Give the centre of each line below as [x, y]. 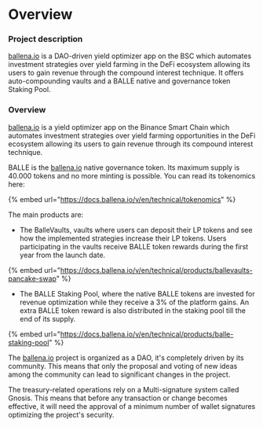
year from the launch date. [62, 255]
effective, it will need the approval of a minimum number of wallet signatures [132, 406]
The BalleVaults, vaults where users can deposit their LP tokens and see [136, 230]
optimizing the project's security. [61, 414]
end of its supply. [47, 318]
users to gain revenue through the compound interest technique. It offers [126, 73]
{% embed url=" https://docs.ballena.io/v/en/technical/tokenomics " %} [122, 199]
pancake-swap [32, 278]
